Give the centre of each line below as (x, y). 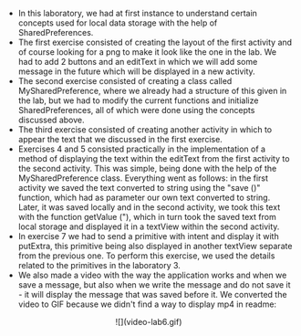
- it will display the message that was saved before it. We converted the (152, 294)
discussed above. (51, 120)
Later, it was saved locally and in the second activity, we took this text (149, 207)
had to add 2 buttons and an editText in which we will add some (138, 62)
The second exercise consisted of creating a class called (125, 81)
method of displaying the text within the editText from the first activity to (154, 158)
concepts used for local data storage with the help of (118, 23)
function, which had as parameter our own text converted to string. (144, 197)
